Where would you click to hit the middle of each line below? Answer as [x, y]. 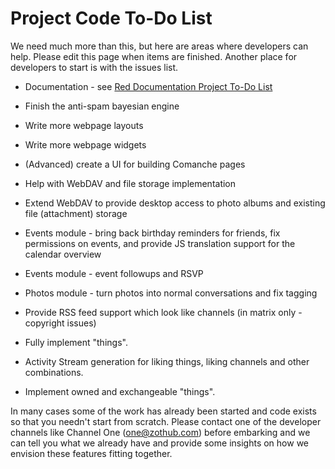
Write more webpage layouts [84, 125]
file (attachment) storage [76, 213]
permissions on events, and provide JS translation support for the [160, 243]
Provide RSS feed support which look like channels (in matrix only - [163, 312]
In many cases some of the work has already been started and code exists [163, 411]
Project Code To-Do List [111, 18]
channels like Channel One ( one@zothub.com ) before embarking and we [160, 432]
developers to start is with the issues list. [94, 67]
